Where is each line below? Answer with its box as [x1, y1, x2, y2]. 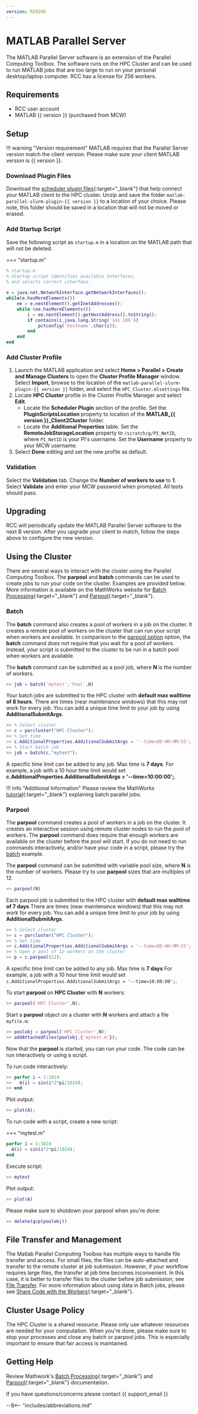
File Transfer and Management [6, 1234, 122, 1245]
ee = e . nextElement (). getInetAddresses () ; [17, 301, 123, 307]
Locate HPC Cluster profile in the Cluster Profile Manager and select [14, 391, 182, 399]
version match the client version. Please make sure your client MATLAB [6, 151, 180, 158]
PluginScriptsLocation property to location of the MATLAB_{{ [23, 410, 176, 418]
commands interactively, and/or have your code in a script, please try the [6, 844, 184, 851]
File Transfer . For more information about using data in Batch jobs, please [6, 1282, 185, 1289]
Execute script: [6, 1163, 43, 1170]
